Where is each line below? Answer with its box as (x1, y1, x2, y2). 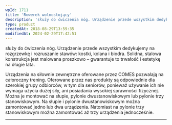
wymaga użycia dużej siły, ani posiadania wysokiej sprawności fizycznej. (5, 88, 159, 93)
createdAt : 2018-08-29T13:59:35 (5, 27, 74, 32)
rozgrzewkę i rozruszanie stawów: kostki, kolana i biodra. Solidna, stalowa (5, 51, 162, 57)
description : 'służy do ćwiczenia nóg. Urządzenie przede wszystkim (5, 17, 155, 22)
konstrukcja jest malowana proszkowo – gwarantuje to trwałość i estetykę (5, 56, 161, 62)
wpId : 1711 (5, 7, 29, 13)
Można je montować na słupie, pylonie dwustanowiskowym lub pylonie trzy (5, 93, 164, 99)
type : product (5, 21, 36, 27)
